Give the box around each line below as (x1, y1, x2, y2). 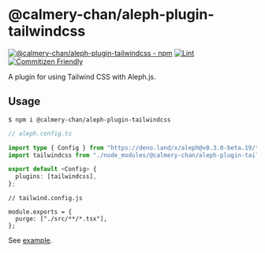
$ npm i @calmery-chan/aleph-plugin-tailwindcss (8, 116, 171, 124)
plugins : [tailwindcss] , (15, 173, 97, 180)
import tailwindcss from (8, 151, 90, 159)
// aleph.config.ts (8, 129, 73, 137)
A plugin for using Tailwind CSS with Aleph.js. (8, 72, 156, 81)
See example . (8, 236, 53, 245)
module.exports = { (8, 208, 73, 216)
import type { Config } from (8, 143, 104, 151)
